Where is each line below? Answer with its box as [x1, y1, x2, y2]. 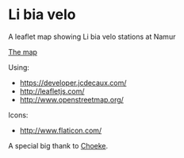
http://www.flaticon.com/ [19, 125, 102, 135]
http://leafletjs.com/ [19, 86, 85, 96]
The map [8, 47, 38, 56]
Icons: [8, 110, 29, 120]
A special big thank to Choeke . [8, 141, 109, 150]
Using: [8, 62, 30, 72]
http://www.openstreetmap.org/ [19, 94, 125, 104]
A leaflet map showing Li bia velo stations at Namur [8, 32, 176, 41]
